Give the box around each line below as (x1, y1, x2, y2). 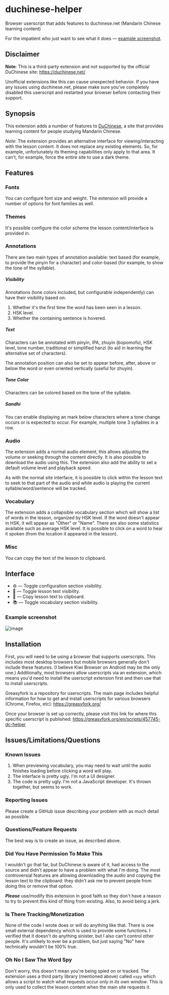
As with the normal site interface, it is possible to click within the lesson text (5, 475, 163, 481)
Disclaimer (5, 50, 40, 59)
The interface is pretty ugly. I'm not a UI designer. (12, 773, 116, 779)
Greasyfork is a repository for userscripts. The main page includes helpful (5, 690, 159, 696)
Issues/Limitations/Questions (5, 736, 101, 744)
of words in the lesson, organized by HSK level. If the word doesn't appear (5, 515, 160, 521)
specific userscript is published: (5, 716, 72, 722)
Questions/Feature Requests (5, 826, 77, 833)
